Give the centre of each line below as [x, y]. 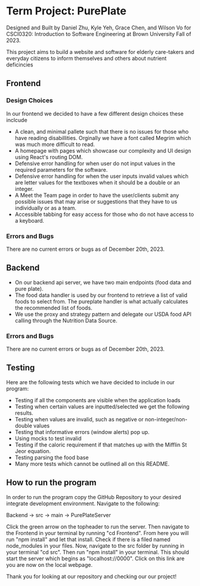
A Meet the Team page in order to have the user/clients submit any [97, 195]
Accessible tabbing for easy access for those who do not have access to [104, 214]
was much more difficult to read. [55, 144]
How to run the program [51, 483]
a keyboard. [30, 220]
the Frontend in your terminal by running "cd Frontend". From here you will [98, 533]
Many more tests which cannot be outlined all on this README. [92, 464]
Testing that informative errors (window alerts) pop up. [82, 432]
